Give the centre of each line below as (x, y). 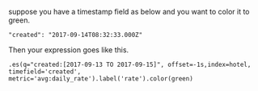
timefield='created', (45, 72)
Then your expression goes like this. (69, 50)
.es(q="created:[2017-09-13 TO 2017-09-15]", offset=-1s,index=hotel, (130, 64)
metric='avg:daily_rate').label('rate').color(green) (101, 79)
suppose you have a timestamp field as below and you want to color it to (129, 12)
